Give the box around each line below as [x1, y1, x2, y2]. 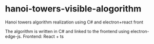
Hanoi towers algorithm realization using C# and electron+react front [5, 19, 144, 25]
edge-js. [5, 33, 22, 39]
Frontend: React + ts [22, 33, 64, 39]
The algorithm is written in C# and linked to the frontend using [5, 28, 130, 34]
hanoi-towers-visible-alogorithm [5, 3, 141, 14]
